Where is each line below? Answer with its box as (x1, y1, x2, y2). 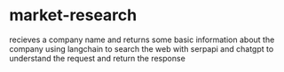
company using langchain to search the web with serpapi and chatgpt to (9, 43, 274, 54)
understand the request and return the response (9, 53, 186, 63)
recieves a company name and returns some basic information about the (9, 34, 275, 45)
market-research (9, 5, 138, 25)
